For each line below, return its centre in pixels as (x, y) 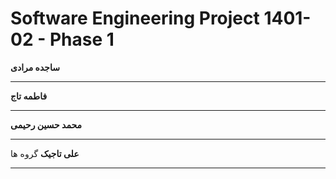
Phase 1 (82, 39)
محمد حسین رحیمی (46, 124)
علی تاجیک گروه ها (45, 153)
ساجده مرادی (35, 67)
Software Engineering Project (135, 18)
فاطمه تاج (29, 96)
